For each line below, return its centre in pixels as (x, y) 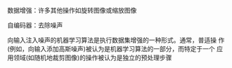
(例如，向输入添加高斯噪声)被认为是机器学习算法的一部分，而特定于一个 (111, 49)
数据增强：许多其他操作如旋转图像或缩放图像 (72, 10)
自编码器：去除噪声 (35, 25)
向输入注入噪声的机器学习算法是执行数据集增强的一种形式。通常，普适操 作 (116, 40)
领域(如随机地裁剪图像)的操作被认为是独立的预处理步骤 (92, 57)
